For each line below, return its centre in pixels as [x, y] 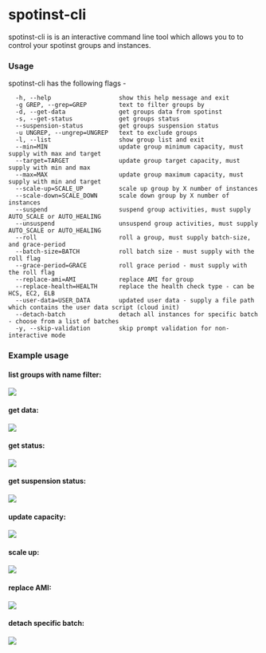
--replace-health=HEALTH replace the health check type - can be [135, 287]
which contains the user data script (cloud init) [94, 308]
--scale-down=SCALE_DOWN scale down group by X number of [122, 196]
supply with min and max [49, 168]
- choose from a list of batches [64, 322]
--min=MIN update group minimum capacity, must [130, 147]
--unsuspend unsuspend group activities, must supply [137, 224]
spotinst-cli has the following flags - [67, 83]
